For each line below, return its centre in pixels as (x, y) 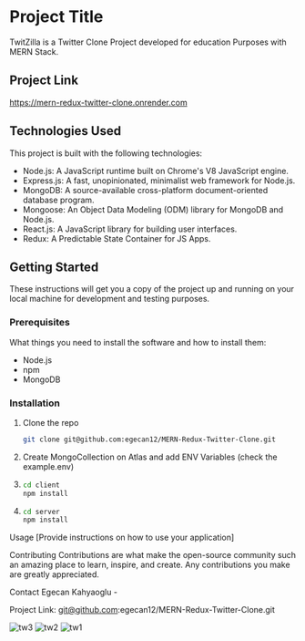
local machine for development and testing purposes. (110, 299)
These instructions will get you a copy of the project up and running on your (152, 289)
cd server (41, 512)
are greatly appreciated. (55, 574)
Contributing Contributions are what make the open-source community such (153, 555)
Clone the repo (51, 422)
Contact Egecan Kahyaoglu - (64, 592)
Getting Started (54, 267)
